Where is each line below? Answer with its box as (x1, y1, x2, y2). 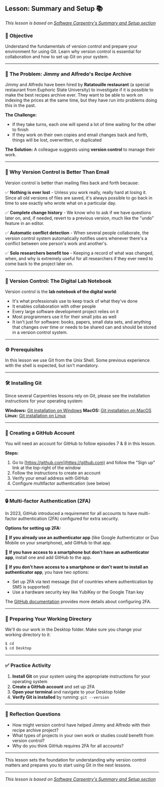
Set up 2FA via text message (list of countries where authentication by (12, 579, 154, 585)
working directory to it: (5, 632, 51, 638)
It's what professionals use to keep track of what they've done (12, 298, 138, 304)
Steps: (5, 450, 19, 456)
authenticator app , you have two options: (5, 569, 89, 575)
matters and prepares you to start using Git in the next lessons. (5, 762, 132, 768)
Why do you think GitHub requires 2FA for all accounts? (12, 742, 124, 749)
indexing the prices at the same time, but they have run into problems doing (5, 98, 157, 103)
